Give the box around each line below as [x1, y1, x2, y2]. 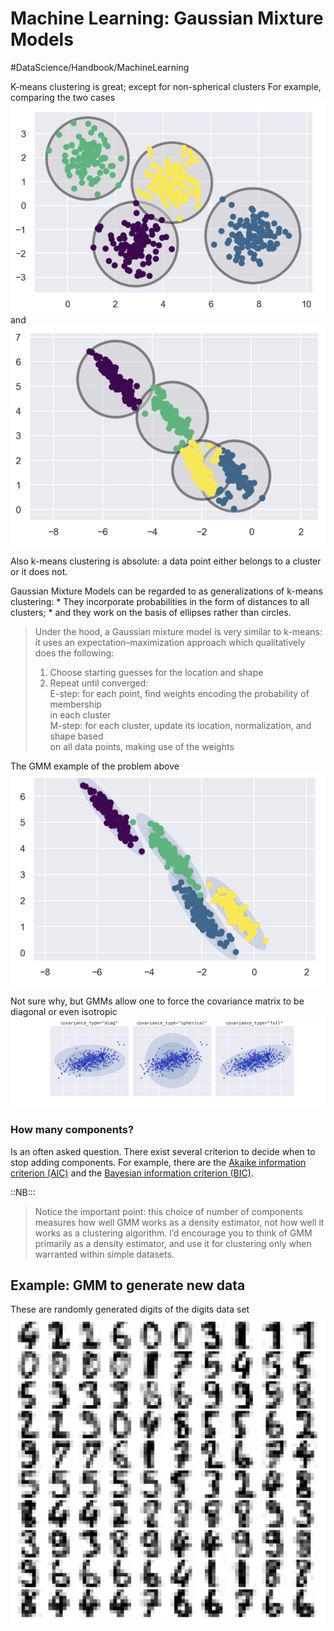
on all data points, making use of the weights [49, 741, 235, 753]
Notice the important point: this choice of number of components [34, 1205, 304, 1217]
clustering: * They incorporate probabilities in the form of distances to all [10, 596, 310, 608]
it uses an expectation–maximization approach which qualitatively [34, 637, 306, 649]
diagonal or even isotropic [10, 1006, 118, 1018]
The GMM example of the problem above [10, 760, 180, 772]
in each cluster [49, 709, 112, 721]
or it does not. [10, 566, 68, 578]
